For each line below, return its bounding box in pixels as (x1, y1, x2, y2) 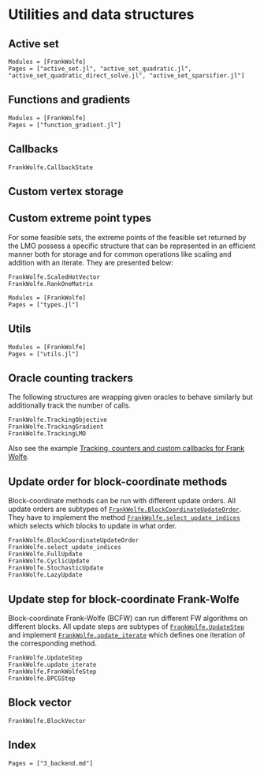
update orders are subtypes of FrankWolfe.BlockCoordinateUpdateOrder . (8, 504, 242, 514)
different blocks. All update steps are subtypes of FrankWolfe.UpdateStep (8, 622, 244, 631)
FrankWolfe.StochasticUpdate (8, 564, 104, 572)
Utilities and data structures (8, 6, 195, 24)
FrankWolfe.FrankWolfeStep (8, 668, 97, 676)
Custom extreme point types (8, 212, 152, 225)
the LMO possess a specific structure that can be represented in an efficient (8, 241, 256, 250)
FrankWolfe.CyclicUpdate (8, 557, 90, 566)
